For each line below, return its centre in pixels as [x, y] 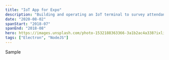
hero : [11, 33]
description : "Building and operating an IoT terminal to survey [75, 14]
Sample [13, 52]
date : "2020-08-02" [26, 19]
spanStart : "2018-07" [28, 24]
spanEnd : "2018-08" [26, 28]
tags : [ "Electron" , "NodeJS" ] [37, 38]
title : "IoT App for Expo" [33, 10]
